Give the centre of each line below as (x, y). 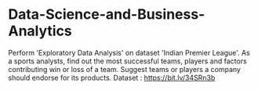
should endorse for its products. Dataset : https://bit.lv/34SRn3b (112, 77)
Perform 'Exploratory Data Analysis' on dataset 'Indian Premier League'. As (129, 52)
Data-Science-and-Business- (107, 14)
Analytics (40, 31)
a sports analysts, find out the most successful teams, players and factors (127, 61)
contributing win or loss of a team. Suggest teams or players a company (125, 69)
